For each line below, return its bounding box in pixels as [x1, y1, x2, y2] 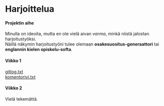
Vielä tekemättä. [5, 96, 38, 102]
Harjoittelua [5, 3, 55, 15]
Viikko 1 [5, 57, 21, 63]
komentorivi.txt [5, 74, 36, 79]
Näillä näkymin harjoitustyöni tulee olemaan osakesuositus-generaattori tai [5, 41, 159, 47]
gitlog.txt [5, 69, 24, 75]
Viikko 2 [5, 85, 22, 91]
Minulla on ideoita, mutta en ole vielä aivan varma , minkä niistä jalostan [5, 31, 149, 37]
